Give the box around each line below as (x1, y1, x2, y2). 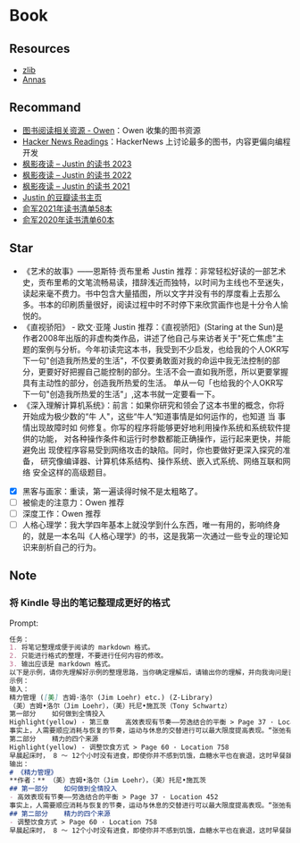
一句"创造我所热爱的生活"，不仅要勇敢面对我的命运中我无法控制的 (29, 355, 272, 366)
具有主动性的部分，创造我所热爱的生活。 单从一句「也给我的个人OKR (21, 377, 276, 388)
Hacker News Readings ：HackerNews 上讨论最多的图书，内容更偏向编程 (21, 136, 291, 147)
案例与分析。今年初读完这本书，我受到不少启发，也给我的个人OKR (37, 343, 281, 354)
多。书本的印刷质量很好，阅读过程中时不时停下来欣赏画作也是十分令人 (21, 299, 281, 309)
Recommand (9, 100, 82, 115)
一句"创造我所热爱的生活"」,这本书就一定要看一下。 (29, 388, 221, 399)
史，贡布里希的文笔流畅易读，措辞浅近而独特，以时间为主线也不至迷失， (21, 276, 288, 287)
